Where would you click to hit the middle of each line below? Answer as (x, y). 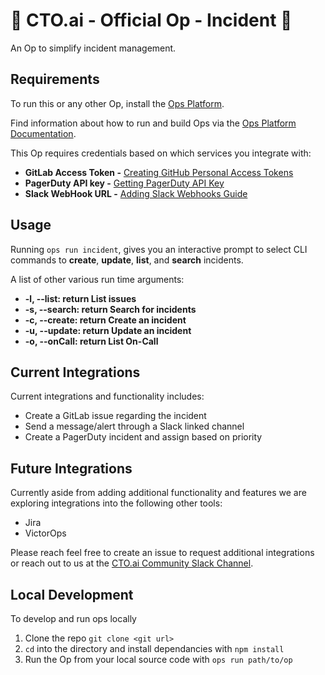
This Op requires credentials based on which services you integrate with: (161, 153)
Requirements (55, 79)
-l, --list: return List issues (80, 298)
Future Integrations (71, 468)
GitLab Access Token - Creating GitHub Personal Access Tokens (159, 172)
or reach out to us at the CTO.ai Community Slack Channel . (132, 563)
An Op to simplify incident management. (93, 48)
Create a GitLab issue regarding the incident (115, 416)
